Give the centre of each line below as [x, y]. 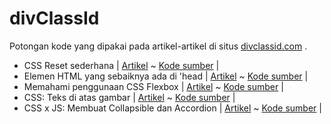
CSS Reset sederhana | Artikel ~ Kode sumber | [121, 65]
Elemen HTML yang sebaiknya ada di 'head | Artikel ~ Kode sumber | [166, 76]
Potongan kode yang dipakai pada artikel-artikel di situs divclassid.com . [158, 46]
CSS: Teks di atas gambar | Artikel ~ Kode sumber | [129, 97]
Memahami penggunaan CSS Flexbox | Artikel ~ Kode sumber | [153, 86]
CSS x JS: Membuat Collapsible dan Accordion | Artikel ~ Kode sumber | [172, 108]
